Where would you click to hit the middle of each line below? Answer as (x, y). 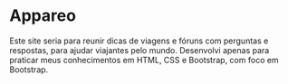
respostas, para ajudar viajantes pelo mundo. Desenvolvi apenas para (139, 50)
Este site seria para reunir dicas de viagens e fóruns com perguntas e (139, 41)
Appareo (43, 16)
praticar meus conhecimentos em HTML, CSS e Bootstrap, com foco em (144, 60)
